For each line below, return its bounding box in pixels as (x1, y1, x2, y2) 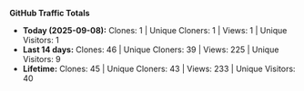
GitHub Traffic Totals (9, 8, 90, 18)
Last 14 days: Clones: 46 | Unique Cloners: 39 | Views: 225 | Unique (22, 44, 279, 55)
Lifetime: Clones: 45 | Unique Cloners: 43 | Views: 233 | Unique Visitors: (22, 63, 296, 74)
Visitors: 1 (22, 35, 59, 45)
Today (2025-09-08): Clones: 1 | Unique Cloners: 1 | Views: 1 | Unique (22, 25, 288, 35)
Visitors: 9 (22, 54, 61, 64)
